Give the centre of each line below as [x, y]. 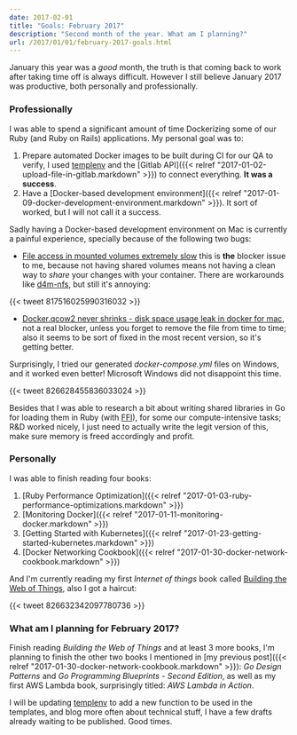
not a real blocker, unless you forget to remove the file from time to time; [154, 328]
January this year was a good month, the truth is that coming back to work [145, 67]
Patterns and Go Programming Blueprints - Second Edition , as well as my [143, 676]
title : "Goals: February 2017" [67, 26]
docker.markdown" [57, 524]
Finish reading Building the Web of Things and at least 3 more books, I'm [142, 648]
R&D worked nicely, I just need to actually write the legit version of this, [139, 426]
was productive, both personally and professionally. [103, 86]
